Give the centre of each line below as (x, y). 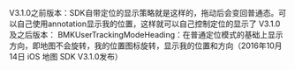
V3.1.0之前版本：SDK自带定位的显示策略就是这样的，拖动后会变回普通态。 (144, 13)
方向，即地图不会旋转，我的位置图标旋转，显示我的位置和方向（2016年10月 (146, 45)
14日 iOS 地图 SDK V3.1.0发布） (66, 56)
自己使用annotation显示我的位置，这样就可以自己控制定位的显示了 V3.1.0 (148, 24)
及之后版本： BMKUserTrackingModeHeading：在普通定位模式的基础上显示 (147, 35)
